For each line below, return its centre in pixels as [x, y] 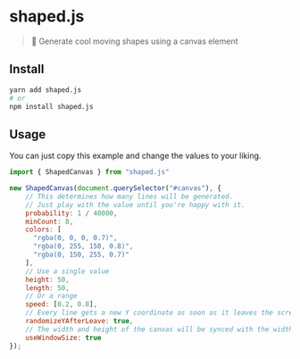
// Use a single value [67, 271]
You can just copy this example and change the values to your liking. [135, 156]
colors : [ [44, 230]
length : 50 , [47, 288]
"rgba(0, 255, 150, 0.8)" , [83, 246]
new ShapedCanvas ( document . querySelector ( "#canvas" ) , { [115, 188]
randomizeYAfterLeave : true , [79, 321]
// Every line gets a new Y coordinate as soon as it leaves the [150, 313]
